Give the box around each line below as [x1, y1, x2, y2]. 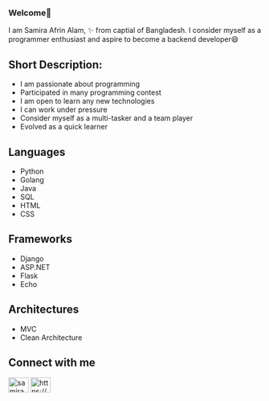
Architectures [8, 303, 79, 317]
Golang [19, 174, 44, 184]
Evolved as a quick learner [19, 122, 108, 132]
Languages [8, 145, 66, 159]
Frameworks [8, 232, 73, 246]
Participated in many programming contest [19, 88, 162, 97]
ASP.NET [19, 262, 51, 272]
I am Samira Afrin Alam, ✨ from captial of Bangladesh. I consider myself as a [8, 26, 262, 35]
